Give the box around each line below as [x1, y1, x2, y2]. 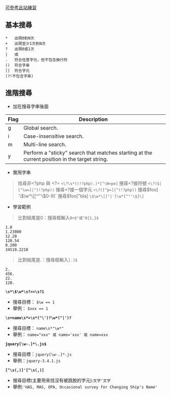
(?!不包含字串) [5, 73, 34, 79]
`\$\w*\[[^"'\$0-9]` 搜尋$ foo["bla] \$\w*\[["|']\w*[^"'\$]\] [17, 193, 144, 199]
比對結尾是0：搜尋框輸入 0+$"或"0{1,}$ [17, 214, 99, 220]
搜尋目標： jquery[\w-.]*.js [12, 351, 72, 357]
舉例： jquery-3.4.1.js [12, 357, 61, 363]
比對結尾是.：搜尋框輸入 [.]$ [17, 257, 78, 263]
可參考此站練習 [5, 5, 37, 10]
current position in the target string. [23, 155, 108, 162]
